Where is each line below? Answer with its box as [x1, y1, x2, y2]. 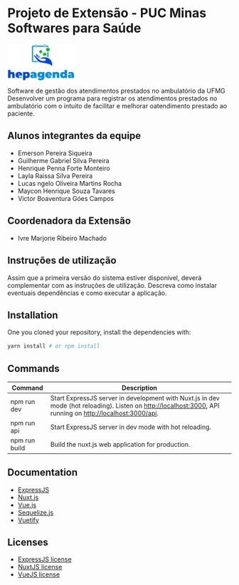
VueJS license [17, 570, 60, 579]
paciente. [7, 109, 36, 118]
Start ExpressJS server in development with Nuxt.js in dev [50, 393, 221, 402]
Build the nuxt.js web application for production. [50, 440, 191, 448]
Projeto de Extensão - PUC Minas [7, 5, 207, 21]
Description [122, 383, 158, 392]
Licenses [7, 536, 48, 548]
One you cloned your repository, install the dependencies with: [7, 328, 191, 336]
